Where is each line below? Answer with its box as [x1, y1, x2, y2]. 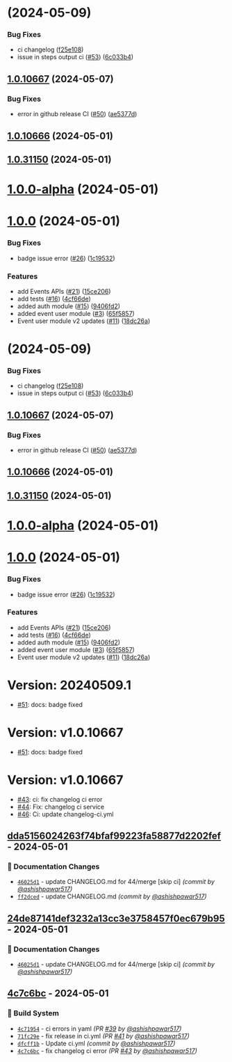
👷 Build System [7, 1008, 59, 1018]
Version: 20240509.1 [7, 677, 132, 693]
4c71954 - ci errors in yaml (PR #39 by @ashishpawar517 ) [17, 1024, 182, 1033]
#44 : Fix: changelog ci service [17, 802, 105, 811]
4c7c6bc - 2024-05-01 [7, 988, 109, 999]
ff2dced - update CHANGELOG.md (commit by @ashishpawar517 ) [17, 892, 207, 901]
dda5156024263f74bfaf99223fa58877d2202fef [7, 830, 221, 842]
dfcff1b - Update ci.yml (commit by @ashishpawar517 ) [17, 1039, 176, 1047]
